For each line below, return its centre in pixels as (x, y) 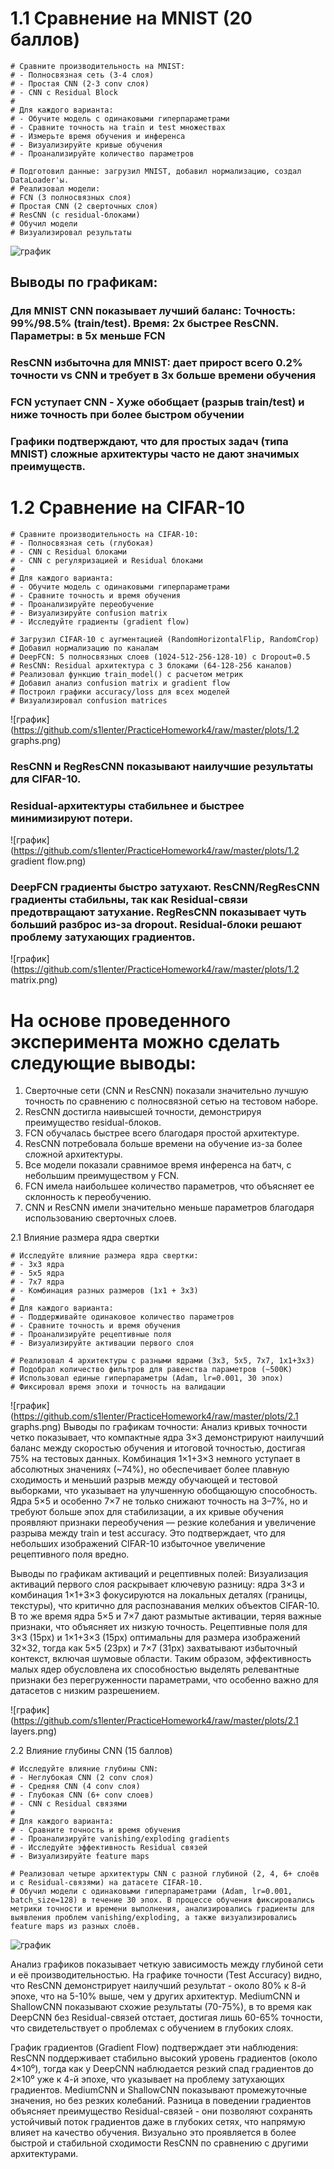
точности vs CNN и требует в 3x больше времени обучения (163, 375)
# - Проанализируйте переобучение (82, 604)
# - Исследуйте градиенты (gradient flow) (100, 622)
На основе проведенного (121, 1020)
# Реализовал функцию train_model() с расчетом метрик (127, 674)
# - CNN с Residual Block (64, 92)
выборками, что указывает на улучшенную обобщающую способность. (164, 1491)
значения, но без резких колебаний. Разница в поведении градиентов (161, 2101)
